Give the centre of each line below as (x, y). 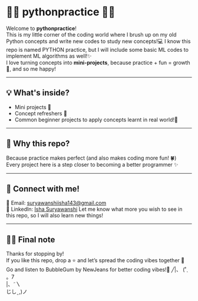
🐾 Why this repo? (38, 144)
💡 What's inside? (38, 93)
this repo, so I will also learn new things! (55, 216)
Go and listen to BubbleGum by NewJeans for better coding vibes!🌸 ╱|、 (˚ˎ (97, 270)
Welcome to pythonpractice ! (41, 28)
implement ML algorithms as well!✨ (49, 56)
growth (181, 62)
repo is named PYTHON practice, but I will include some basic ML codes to (97, 49)
